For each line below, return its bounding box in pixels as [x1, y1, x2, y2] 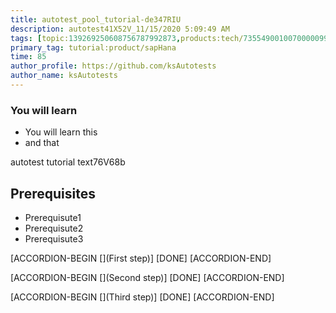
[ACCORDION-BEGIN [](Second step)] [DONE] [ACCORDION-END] [10, 271, 285, 283]
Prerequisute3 [24, 232, 84, 245]
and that [24, 137, 60, 149]
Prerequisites [10, 185, 96, 202]
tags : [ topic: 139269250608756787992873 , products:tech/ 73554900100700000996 [10, 33, 333, 43]
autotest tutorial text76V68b [10, 156, 126, 168]
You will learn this [24, 126, 98, 138]
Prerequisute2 [24, 222, 84, 234]
